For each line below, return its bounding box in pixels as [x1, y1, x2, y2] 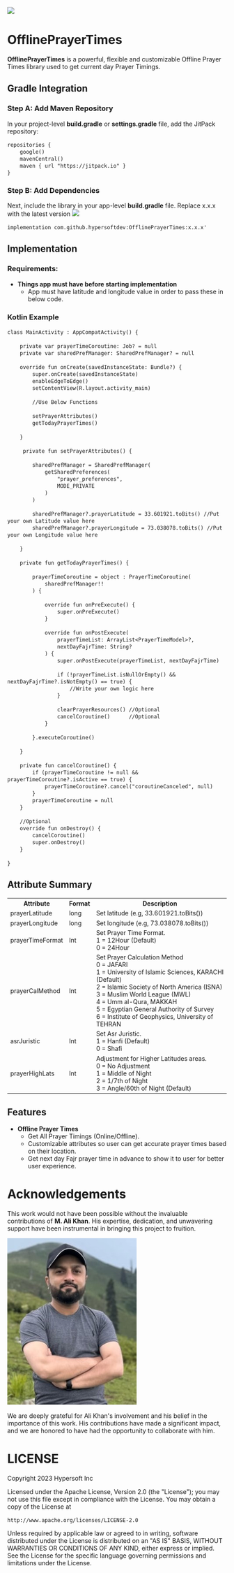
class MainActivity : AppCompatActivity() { [7, 328, 139, 335]
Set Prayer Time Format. [96, 928, 166, 936]
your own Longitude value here [7, 531, 98, 538]
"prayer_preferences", [56, 475, 123, 482]
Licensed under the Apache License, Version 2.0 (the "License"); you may [7, 1487, 220, 1495]
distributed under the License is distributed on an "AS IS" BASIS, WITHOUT [7, 1536, 223, 1544]
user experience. [27, 1162, 77, 1170]
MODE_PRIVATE [56, 482, 95, 489]
